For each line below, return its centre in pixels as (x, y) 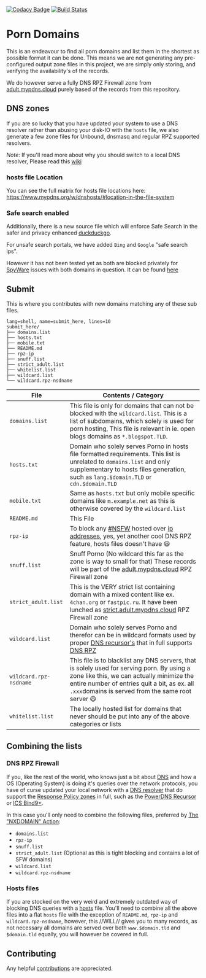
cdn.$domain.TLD (93, 484)
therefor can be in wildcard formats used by (133, 635)
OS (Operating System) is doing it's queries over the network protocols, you (102, 783)
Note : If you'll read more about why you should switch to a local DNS (93, 155)
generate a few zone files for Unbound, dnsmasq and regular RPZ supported (103, 136)
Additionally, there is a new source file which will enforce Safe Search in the (102, 227)
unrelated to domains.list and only (120, 462)
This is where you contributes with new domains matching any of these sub (102, 304)
